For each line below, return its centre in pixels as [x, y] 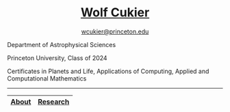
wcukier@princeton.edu [115, 31]
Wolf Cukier [115, 13]
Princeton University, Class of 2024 [57, 58]
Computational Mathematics [47, 78]
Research [53, 102]
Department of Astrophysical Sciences [62, 44]
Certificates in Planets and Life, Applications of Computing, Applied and [108, 71]
